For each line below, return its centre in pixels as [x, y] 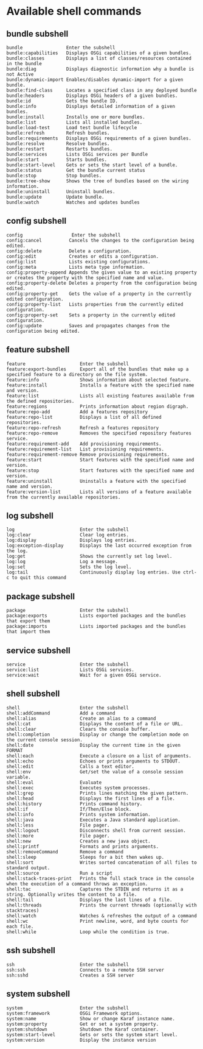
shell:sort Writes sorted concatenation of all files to [102, 862]
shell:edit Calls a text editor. [71, 766]
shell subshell [33, 694]
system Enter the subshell [68, 1008]
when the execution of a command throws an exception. [77, 884]
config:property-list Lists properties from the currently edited [95, 304]
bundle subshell [37, 34]
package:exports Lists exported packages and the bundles [96, 616]
